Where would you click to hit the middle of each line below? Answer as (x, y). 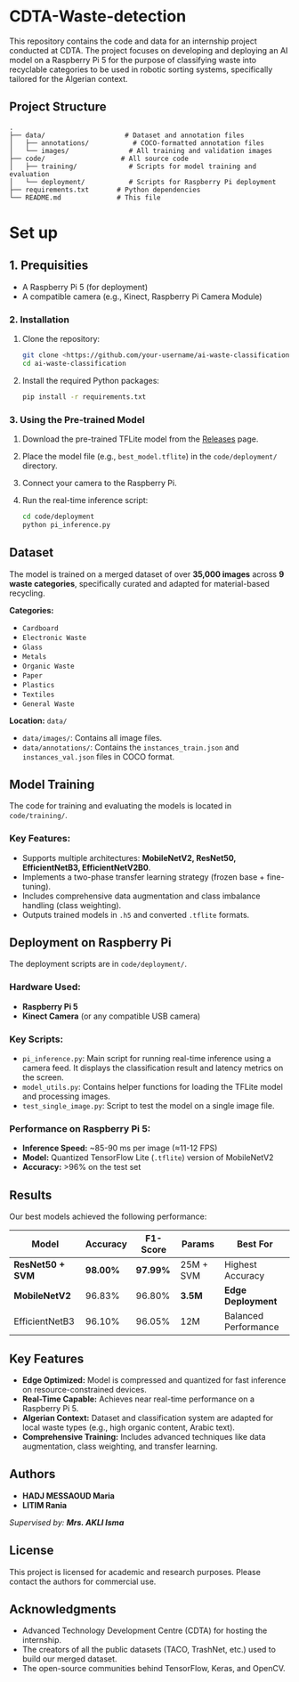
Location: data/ (38, 720)
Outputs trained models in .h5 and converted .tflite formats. (136, 914)
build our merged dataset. (69, 1659)
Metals (34, 656)
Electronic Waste (54, 638)
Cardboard (40, 628)
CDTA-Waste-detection (98, 16)
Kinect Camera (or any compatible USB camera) (111, 1016)
